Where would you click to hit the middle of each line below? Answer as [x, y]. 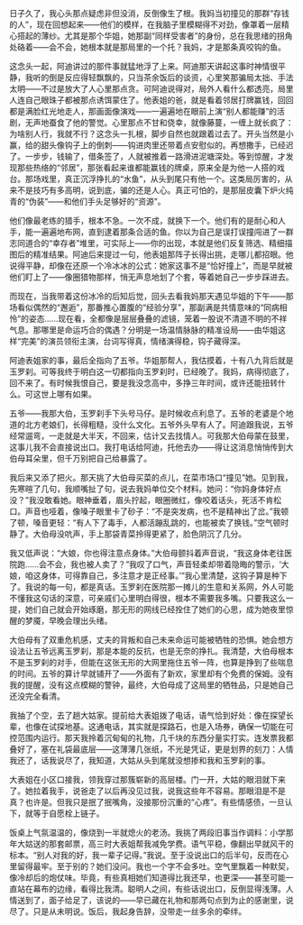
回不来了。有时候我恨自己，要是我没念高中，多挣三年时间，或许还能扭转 [143, 383]
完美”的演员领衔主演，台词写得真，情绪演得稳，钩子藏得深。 [133, 341]
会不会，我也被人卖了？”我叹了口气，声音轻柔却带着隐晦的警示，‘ [161, 564]
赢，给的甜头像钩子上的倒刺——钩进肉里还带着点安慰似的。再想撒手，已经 [147, 145]
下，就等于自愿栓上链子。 [57, 813]
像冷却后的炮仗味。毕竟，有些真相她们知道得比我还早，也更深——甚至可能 [147, 878]
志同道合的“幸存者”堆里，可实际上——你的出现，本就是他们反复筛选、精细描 [151, 243]
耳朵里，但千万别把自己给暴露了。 [88, 458]
